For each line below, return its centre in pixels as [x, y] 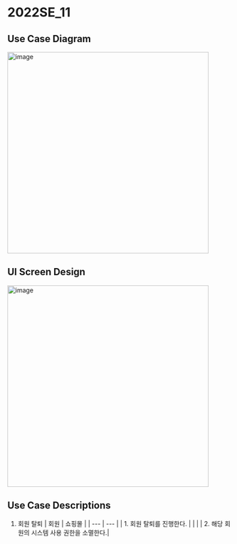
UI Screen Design [46, 272]
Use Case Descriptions [59, 506]
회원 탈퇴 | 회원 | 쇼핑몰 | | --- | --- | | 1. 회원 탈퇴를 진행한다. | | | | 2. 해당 [120, 523]
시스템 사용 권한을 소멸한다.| [70, 533]
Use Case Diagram [49, 39]
